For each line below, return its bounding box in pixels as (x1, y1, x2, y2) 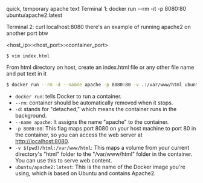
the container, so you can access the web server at (14, 131, 143, 138)
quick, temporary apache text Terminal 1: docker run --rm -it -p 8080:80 (6, 5, 186, 12)
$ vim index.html (6, 53, 50, 59)
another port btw (6, 30, 48, 37)
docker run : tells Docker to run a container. (14, 92, 122, 100)
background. (14, 112, 47, 119)
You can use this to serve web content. (14, 156, 112, 164)
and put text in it (6, 70, 47, 77)
